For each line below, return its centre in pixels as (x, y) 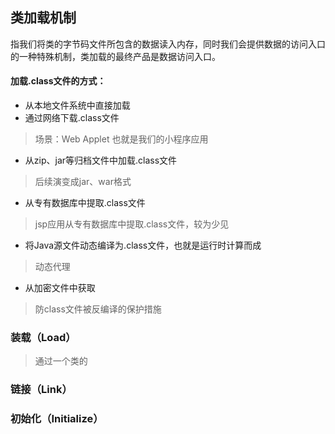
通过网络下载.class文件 (72, 118)
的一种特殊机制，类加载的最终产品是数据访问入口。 (115, 56)
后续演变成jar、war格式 (83, 182)
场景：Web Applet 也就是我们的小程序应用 (121, 139)
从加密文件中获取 (60, 288)
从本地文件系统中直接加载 (77, 105)
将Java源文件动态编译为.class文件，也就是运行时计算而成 (143, 245)
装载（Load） (43, 337)
